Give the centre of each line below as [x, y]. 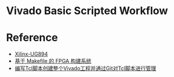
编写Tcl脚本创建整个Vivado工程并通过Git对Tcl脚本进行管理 [85, 68]
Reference [32, 38]
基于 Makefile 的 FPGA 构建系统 [53, 61]
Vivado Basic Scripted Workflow [87, 11]
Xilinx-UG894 [31, 54]
